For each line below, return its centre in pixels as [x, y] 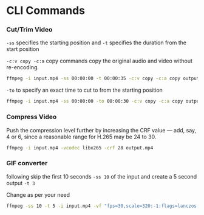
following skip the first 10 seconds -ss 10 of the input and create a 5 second [102, 176]
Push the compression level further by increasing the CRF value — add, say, [101, 130]
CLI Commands [46, 11]
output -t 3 [21, 183]
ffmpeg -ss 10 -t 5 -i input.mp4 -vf [54, 206]
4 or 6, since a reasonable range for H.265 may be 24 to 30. [81, 137]
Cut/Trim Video [29, 30]
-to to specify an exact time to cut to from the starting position [84, 90]
